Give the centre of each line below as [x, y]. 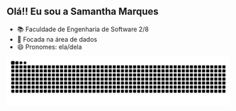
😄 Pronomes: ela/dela [49, 47]
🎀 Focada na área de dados [57, 39]
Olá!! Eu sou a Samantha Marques [83, 12]
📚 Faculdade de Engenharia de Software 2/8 [83, 29]
